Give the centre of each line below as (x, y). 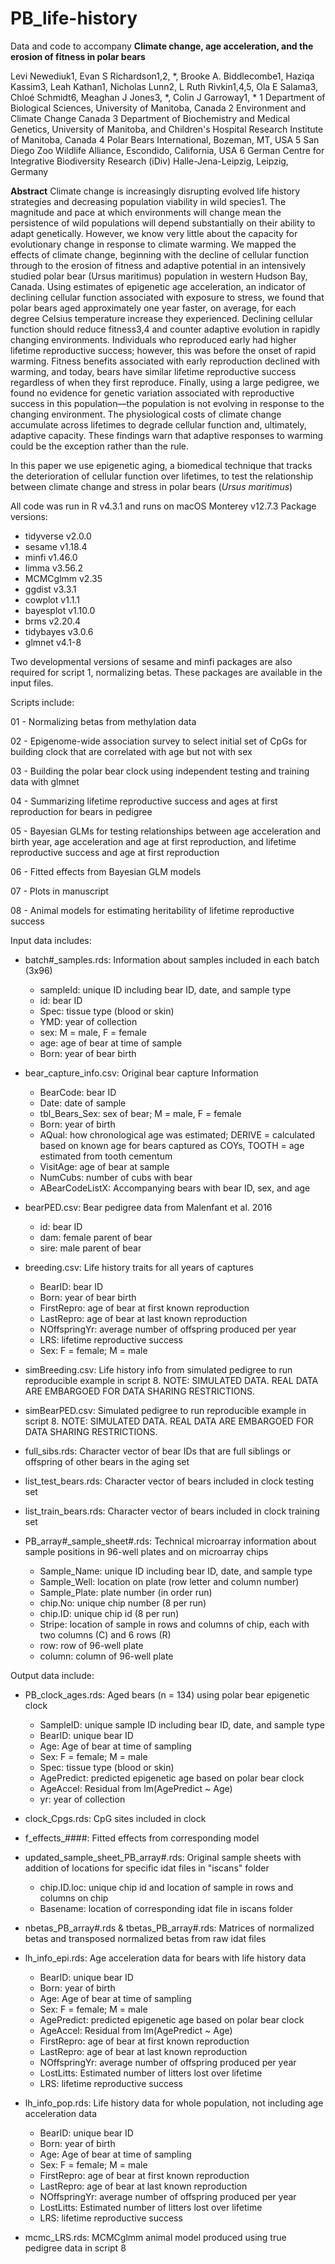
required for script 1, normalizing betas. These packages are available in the (166, 672)
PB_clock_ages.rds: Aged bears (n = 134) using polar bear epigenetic (167, 1694)
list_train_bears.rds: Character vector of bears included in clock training (172, 1511)
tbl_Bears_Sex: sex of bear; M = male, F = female (140, 1113)
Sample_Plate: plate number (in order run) (126, 1592)
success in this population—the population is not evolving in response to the (167, 403)
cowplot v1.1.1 (52, 599)
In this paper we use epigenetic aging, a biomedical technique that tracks (161, 465)
